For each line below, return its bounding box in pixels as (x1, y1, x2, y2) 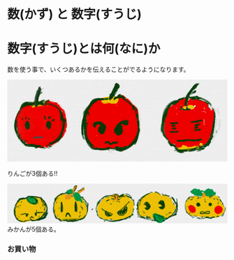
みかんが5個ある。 (7, 224, 61, 234)
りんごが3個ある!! (7, 169, 58, 178)
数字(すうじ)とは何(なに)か (7, 41, 161, 56)
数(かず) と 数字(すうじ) (7, 6, 142, 22)
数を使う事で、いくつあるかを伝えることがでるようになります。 (7, 66, 190, 74)
